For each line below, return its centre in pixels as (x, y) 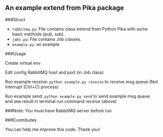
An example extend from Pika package (65, 8)
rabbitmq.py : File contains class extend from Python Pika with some (80, 29)
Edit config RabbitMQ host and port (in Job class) (54, 72)
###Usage (16, 54)
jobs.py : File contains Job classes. (47, 39)
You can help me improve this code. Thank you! (53, 129)
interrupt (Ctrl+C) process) (32, 87)
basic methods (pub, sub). (38, 34)
